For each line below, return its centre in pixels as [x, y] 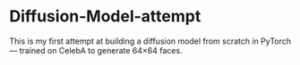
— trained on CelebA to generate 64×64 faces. [96, 50]
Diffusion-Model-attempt [105, 16]
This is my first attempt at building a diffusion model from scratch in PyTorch [150, 41]
